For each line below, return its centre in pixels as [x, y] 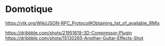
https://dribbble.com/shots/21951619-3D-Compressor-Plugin [69, 32]
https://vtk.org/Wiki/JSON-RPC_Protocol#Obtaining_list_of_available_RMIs [82, 23]
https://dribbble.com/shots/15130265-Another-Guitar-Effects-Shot [74, 38]
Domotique [29, 9]
